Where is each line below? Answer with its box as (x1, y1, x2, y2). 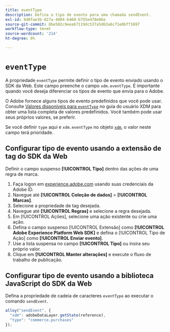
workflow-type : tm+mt (5, 26, 51, 32)
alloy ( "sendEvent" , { (5, 308, 51, 313)
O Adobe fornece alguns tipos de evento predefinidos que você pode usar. (5, 98, 162, 104)
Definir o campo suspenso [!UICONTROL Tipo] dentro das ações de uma (5, 165, 159, 172)
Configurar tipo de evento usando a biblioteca (5, 271, 154, 280)
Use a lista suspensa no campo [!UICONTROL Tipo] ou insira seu (12, 240, 150, 246)
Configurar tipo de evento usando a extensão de (5, 144, 162, 153)
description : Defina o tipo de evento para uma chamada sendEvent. (5, 12, 152, 17)
